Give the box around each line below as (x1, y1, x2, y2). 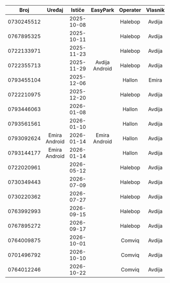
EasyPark (91, 7, 115, 13)
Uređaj (47, 7, 63, 13)
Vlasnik (146, 7, 165, 13)
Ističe (70, 7, 85, 13)
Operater (119, 7, 142, 13)
